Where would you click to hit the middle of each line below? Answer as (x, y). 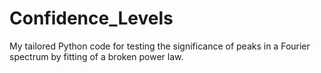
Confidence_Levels (91, 18)
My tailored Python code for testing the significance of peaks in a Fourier (160, 46)
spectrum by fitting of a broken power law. (96, 56)
